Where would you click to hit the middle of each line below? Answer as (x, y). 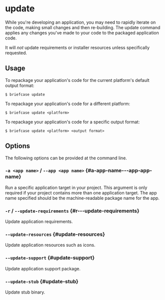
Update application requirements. (39, 222)
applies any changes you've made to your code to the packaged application (82, 33)
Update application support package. (43, 268)
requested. (16, 53)
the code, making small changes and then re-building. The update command (83, 27)
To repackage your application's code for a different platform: (68, 104)
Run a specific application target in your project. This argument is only (76, 187)
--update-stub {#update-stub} (42, 281)
